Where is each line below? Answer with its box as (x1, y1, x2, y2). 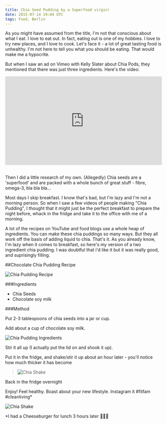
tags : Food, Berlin (5, 16, 46, 21)
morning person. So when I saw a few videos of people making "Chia (5, 200, 147, 206)
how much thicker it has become (5, 359, 72, 365)
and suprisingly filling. (5, 252, 51, 258)
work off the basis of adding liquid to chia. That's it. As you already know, (5, 236, 156, 242)
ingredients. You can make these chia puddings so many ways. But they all (5, 231, 158, 237)
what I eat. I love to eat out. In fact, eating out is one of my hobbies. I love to (5, 35, 161, 41)
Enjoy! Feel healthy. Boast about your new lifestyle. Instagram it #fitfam (5, 388, 151, 395)
